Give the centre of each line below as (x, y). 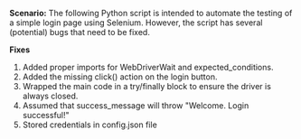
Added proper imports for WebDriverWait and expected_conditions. (148, 67)
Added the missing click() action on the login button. (120, 77)
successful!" (46, 115)
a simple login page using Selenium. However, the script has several (136, 23)
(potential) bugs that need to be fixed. (80, 32)
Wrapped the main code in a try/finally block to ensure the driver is (146, 86)
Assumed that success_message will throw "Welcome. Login (136, 106)
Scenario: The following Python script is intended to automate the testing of (151, 13)
